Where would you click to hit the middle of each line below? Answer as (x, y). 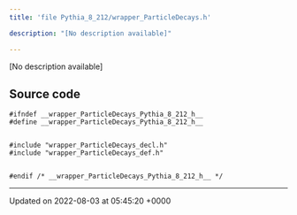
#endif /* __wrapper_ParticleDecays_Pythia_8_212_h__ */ (116, 177)
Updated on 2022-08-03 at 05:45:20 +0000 (90, 201)
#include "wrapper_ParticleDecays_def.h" (87, 153)
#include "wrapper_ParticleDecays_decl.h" (88, 146)
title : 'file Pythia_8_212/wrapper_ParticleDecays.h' (110, 17)
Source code (45, 94)
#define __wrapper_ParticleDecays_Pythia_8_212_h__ (106, 122)
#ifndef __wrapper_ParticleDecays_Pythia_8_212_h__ (106, 115)
